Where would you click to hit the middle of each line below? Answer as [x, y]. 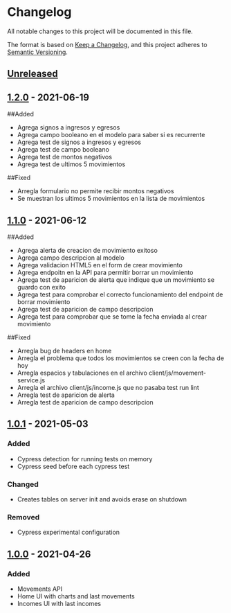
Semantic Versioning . [37, 52]
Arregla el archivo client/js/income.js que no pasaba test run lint [108, 387]
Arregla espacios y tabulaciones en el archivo [82, 373]
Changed [23, 484]
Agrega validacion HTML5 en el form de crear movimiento [100, 265]
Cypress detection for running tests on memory [85, 459]
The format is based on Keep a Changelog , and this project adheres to [107, 44]
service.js [31, 380]
